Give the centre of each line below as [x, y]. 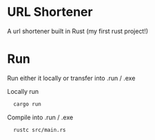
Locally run [23, 91]
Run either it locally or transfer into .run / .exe [71, 78]
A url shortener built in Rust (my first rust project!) [78, 31]
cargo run [27, 104]
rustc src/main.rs [40, 130]
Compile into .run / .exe [40, 117]
